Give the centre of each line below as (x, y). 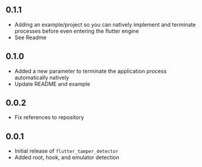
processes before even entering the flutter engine (76, 31)
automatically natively (42, 77)
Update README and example (52, 83)
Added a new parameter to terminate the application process (91, 71)
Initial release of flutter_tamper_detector (66, 151)
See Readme (30, 37)
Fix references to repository (49, 117)
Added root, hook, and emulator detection (67, 157)
